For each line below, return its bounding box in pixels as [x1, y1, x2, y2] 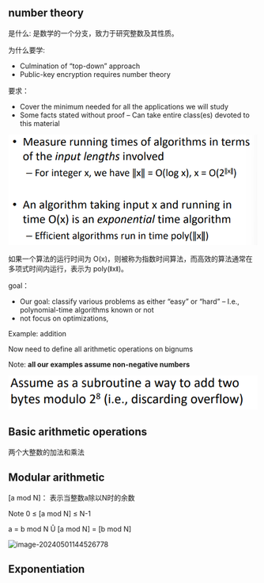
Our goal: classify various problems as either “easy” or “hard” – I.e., [19, 297, 239, 306]
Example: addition [8, 329, 67, 339]
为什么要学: [8, 45, 46, 55]
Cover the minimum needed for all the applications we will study [19, 102, 229, 111]
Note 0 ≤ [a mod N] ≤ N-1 [8, 508, 92, 518]
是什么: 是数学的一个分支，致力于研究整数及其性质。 [8, 28, 179, 38]
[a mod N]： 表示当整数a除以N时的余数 [8, 493, 136, 502]
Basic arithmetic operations [8, 425, 148, 439]
